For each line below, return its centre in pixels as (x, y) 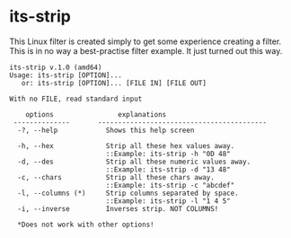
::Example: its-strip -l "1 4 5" (168, 201)
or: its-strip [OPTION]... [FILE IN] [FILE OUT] (114, 83)
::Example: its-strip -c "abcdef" (170, 185)
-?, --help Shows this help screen (106, 130)
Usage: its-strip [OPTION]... (66, 75)
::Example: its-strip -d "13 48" (168, 169)
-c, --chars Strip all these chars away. (116, 177)
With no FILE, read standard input (76, 99)
